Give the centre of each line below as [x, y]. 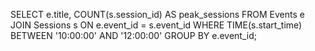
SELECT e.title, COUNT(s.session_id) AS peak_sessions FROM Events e [157, 14]
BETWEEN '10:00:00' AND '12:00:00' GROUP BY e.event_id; [133, 35]
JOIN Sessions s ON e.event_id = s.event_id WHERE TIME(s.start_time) [156, 25]
